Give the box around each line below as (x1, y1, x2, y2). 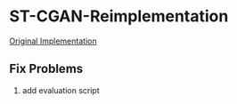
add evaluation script (21, 84, 100, 95)
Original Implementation (9, 36, 97, 46)
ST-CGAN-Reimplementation (9, 6, 229, 27)
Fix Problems (9, 61, 84, 76)
